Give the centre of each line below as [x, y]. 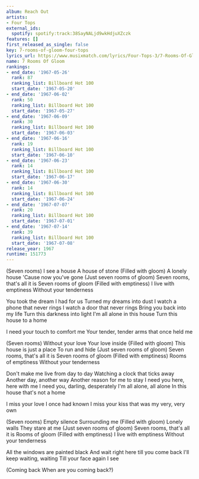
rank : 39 [22, 232]
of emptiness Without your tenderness [53, 362]
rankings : [18, 67]
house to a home [27, 320]
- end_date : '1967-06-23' [38, 161]
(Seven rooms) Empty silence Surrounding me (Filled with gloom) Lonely [94, 422]
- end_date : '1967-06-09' [38, 116]
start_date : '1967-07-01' [44, 221]
